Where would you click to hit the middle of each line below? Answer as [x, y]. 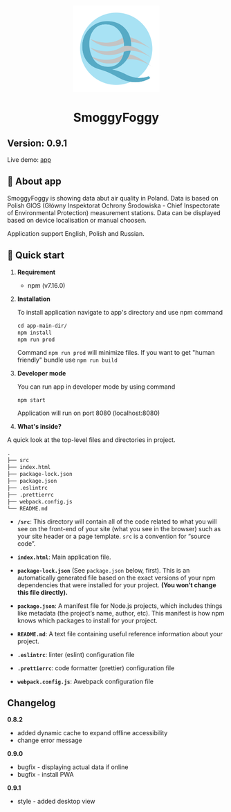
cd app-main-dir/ [42, 326]
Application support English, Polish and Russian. [76, 233]
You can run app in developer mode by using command [96, 387]
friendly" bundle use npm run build [67, 360]
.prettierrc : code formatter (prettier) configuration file [96, 668]
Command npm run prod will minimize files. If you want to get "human [116, 352]
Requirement [36, 272]
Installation [34, 299]
